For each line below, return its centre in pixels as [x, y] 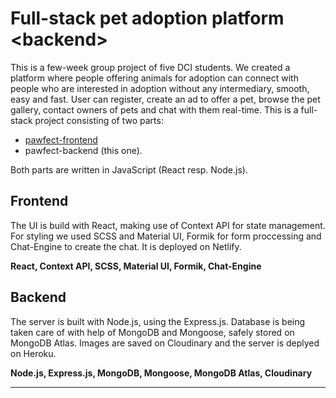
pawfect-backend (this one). [83, 150]
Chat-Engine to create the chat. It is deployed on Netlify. [126, 246]
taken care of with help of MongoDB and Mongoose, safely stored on [152, 332]
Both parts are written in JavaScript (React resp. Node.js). [129, 169]
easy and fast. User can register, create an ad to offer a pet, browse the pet [165, 99]
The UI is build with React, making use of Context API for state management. [168, 225]
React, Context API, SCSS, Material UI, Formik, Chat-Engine [136, 266]
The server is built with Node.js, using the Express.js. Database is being [158, 321]
